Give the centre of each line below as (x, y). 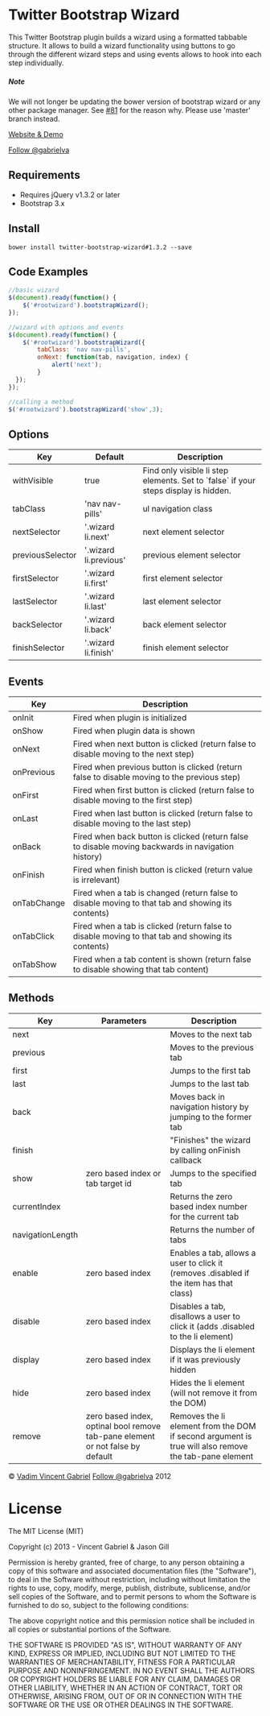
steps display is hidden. (187, 491)
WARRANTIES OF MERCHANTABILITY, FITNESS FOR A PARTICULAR (122, 1662)
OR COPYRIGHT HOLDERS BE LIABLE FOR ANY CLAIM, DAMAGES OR (125, 1679)
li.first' (96, 583)
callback (186, 1160)
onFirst (26, 795)
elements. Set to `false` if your (199, 481)
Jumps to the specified (213, 1173)
